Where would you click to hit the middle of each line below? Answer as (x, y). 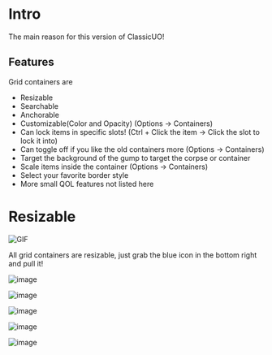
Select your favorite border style (74, 175)
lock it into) (39, 141)
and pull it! (26, 263)
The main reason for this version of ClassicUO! (86, 37)
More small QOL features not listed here (87, 184)
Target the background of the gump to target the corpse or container (135, 158)
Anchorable (39, 115)
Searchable (39, 106)
